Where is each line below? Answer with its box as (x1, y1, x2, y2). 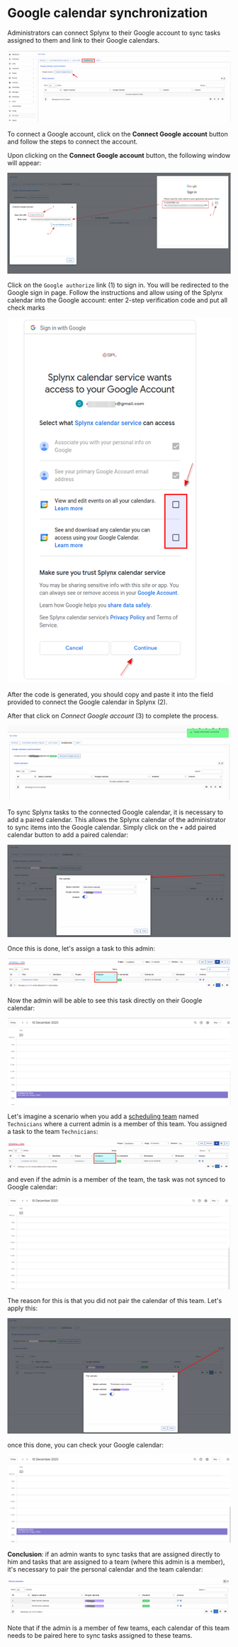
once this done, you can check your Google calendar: (7, 1441, 164, 1449)
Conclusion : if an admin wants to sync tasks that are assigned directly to (7, 1550, 221, 1558)
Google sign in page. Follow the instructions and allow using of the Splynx (7, 288, 223, 296)
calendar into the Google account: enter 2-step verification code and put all (7, 296, 228, 304)
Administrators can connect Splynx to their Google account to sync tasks (7, 28, 221, 37)
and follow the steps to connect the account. (7, 137, 138, 146)
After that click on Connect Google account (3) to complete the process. (7, 711, 219, 720)
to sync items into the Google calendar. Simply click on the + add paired (7, 823, 217, 832)
